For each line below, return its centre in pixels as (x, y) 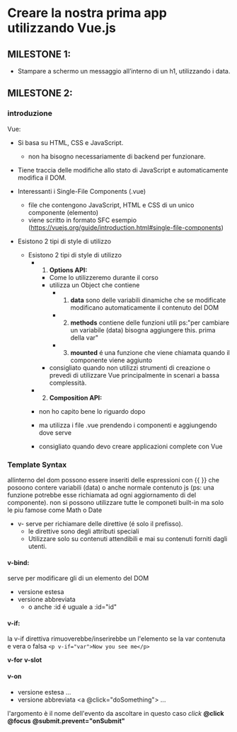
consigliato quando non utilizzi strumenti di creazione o (130, 367)
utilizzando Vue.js (62, 28)
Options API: (68, 269)
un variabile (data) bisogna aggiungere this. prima (143, 330)
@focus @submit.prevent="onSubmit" (66, 721)
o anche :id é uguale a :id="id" (73, 607)
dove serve (55, 432)
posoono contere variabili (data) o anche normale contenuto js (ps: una (111, 487)
